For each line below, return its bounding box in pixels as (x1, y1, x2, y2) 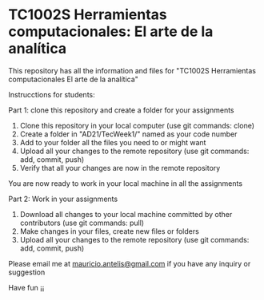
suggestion (8, 267, 46, 277)
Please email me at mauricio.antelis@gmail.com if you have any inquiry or (8, 259, 251, 268)
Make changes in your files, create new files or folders (19, 226, 200, 236)
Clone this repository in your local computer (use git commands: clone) (19, 120, 254, 130)
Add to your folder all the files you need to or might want (19, 137, 206, 147)
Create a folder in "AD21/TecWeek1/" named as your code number (19, 129, 238, 139)
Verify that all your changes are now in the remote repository (19, 163, 221, 172)
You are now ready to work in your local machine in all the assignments (8, 178, 242, 188)
